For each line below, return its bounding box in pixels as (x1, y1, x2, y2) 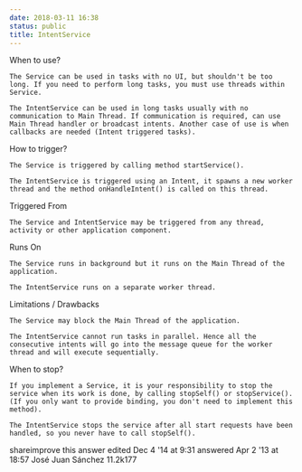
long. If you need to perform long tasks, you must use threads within (9, 80, 285, 90)
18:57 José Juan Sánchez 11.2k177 (9, 454, 137, 466)
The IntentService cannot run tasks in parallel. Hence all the (9, 332, 257, 342)
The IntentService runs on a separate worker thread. (9, 283, 217, 292)
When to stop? (9, 363, 64, 375)
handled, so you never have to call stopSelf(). (9, 429, 196, 439)
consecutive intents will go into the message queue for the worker (9, 340, 273, 349)
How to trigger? (9, 144, 68, 155)
